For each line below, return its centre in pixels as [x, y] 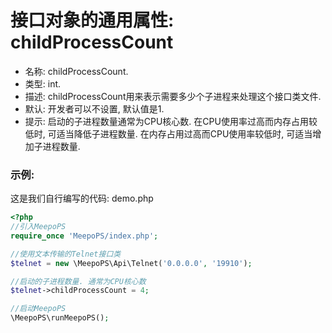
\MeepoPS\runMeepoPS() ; [60, 318]
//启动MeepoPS [38, 309]
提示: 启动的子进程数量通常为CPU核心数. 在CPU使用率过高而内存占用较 [171, 121]
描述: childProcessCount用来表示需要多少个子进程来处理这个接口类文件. [173, 96]
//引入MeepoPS [38, 227]
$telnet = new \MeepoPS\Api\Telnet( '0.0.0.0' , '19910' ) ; [131, 263]
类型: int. [43, 83]
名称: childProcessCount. [76, 71]
